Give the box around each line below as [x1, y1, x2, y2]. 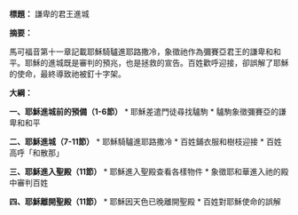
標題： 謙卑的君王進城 [9, 9, 90, 19]
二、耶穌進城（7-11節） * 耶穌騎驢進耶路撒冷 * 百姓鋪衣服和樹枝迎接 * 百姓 [9, 137, 282, 147]
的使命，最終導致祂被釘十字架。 [9, 68, 126, 79]
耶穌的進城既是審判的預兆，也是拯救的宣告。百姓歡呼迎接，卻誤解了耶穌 [24, 58, 289, 68]
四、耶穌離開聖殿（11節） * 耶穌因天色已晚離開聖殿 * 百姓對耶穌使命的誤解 [9, 196, 281, 207]
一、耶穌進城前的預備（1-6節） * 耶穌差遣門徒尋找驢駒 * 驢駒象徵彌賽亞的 [9, 107, 279, 116]
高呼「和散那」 [9, 147, 64, 158]
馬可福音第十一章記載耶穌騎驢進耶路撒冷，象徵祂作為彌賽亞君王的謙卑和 [9, 46, 273, 57]
